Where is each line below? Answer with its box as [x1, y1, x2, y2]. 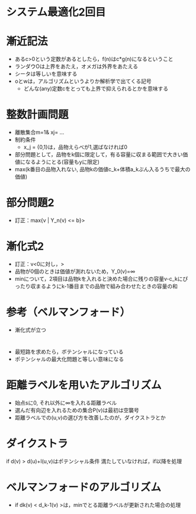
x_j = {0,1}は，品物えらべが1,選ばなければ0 [23, 143, 127, 151]
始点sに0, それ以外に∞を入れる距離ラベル [14, 399, 117, 406]
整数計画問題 [6, 108, 69, 121]
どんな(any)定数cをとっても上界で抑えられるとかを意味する [23, 85, 169, 92]
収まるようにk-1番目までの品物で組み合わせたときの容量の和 [30, 282, 178, 290]
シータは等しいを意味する [14, 70, 78, 78]
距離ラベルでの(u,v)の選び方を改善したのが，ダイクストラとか [14, 414, 166, 421]
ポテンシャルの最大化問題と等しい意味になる [14, 356, 124, 363]
